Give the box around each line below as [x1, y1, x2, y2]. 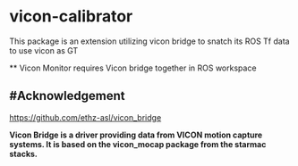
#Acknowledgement [9, 88, 125, 104]
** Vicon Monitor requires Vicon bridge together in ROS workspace [9, 62, 257, 73]
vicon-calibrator [9, 6, 133, 27]
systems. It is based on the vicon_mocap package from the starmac [9, 138, 267, 149]
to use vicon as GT [9, 45, 79, 55]
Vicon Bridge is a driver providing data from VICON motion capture [9, 129, 263, 140]
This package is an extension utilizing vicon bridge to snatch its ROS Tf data [9, 36, 290, 46]
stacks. [9, 148, 38, 159]
